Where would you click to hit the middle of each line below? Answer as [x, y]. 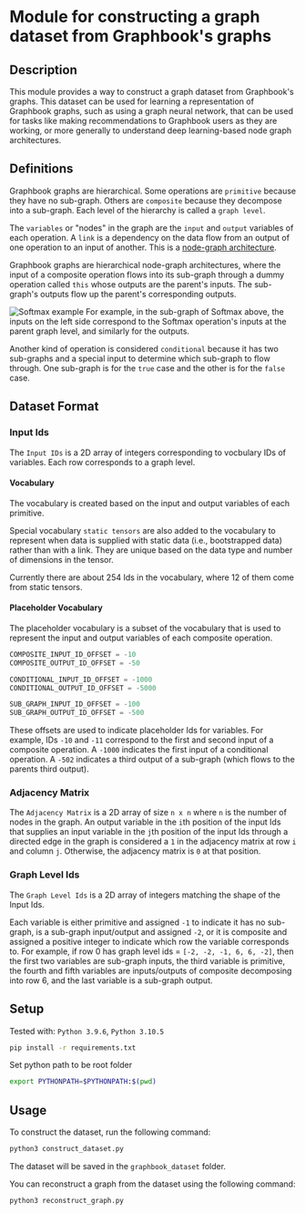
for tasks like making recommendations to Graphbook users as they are [143, 121]
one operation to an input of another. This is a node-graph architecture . [143, 247]
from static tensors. [46, 586]
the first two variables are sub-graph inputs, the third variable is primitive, [147, 960]
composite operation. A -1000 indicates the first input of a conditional [139, 750]
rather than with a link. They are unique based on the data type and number [151, 550]
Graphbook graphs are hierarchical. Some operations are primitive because [153, 191]
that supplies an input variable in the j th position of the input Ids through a [149, 832]
